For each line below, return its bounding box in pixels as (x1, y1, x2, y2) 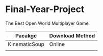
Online (49, 40, 65, 47)
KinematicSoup (8, 40, 45, 47)
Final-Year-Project (5, 4, 85, 15)
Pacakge (15, 32, 37, 39)
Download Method (49, 32, 95, 39)
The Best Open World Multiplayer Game (5, 20, 89, 26)
